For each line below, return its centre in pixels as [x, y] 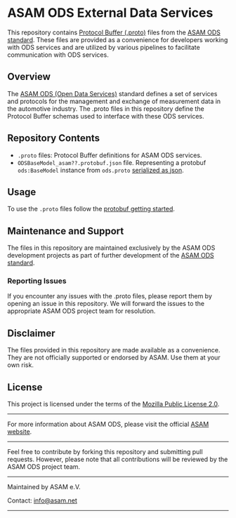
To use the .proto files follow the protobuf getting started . [91, 209]
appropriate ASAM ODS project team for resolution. [81, 311]
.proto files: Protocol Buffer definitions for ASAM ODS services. [110, 155]
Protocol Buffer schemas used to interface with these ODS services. [106, 116]
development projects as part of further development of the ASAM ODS [111, 255]
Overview [29, 77]
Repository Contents [54, 138]
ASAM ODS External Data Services [110, 13]
